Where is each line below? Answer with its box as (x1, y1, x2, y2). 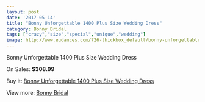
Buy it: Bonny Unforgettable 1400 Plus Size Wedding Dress (6, 77, 154, 84)
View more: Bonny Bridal (6, 89, 68, 96)
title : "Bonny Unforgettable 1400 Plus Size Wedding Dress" (6, 20, 163, 26)
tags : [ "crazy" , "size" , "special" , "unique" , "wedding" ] (6, 32, 146, 38)
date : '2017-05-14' (6, 15, 56, 21)
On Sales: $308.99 (6, 66, 55, 73)
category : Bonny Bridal (6, 25, 67, 32)
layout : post (6, 8, 40, 15)
